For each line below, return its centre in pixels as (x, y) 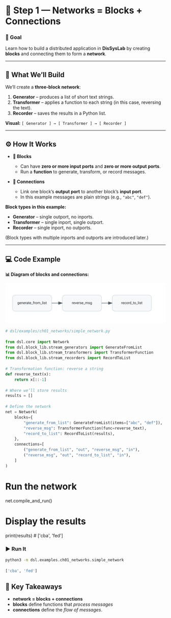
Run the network (41, 486)
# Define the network (28, 407)
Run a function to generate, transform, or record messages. (83, 172)
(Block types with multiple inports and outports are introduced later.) (77, 238)
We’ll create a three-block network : (43, 87)
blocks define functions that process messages (63, 604)
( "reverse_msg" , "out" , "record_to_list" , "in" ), (77, 455)
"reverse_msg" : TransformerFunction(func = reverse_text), (85, 428)
